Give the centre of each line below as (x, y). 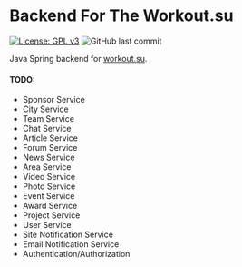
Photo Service (49, 186)
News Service (48, 158)
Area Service (47, 167)
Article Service (50, 138)
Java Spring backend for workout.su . (78, 58)
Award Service (50, 206)
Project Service (51, 215)
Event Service (48, 196)
